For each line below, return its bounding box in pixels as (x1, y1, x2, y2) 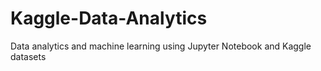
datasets (10, 50, 47, 62)
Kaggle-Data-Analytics (10, 7, 208, 30)
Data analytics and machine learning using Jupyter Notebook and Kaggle (10, 40, 312, 52)
